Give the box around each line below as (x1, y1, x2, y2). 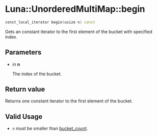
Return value (5, 85, 45, 94)
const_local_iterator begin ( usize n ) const (5, 20, 96, 25)
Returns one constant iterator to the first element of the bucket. (5, 98, 133, 104)
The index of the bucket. (12, 70, 62, 77)
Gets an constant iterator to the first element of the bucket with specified (5, 29, 153, 34)
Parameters (5, 48, 42, 57)
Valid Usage (5, 112, 43, 121)
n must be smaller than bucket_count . (12, 126, 88, 132)
